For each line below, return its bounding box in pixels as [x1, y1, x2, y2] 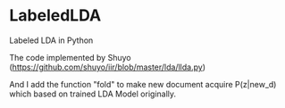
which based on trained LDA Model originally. [9, 88, 177, 99]
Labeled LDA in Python [9, 35, 94, 46]
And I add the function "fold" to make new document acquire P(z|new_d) [9, 79, 277, 89]
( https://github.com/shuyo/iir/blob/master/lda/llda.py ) [9, 62, 205, 72]
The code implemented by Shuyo [9, 52, 131, 62]
